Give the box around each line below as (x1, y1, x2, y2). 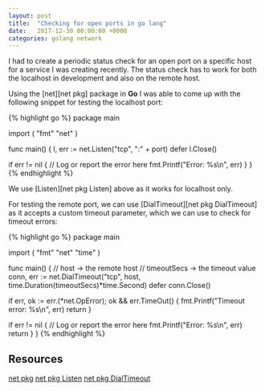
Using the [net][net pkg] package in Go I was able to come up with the (8, 89, 241, 99)
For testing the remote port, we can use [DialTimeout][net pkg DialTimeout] (8, 200, 258, 209)
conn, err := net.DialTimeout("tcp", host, (8, 272, 141, 282)
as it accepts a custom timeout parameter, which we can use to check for (8, 208, 251, 218)
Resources (8, 352, 63, 366)
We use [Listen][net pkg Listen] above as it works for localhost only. (8, 184, 233, 194)
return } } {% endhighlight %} (8, 329, 106, 339)
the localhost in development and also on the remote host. (8, 73, 201, 83)
